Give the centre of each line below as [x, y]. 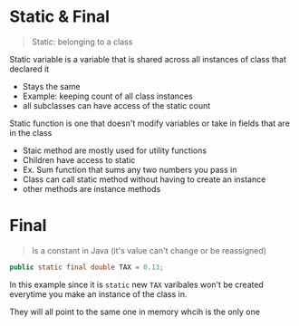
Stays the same [51, 86]
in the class [31, 132]
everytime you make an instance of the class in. [98, 294]
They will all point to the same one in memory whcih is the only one [135, 312]
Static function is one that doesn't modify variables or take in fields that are [149, 123]
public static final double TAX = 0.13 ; [87, 267]
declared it [29, 69]
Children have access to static [79, 159]
